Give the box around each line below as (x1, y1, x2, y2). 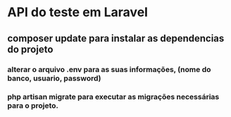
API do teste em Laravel (7, 4, 148, 20)
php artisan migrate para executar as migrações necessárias (7, 92, 220, 102)
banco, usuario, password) (7, 73, 101, 83)
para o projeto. (7, 101, 58, 111)
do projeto (7, 43, 54, 55)
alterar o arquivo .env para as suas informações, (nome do (7, 64, 211, 74)
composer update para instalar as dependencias (7, 32, 225, 44)
